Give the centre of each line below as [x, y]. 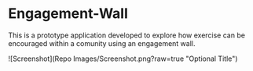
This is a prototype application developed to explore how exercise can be [127, 35]
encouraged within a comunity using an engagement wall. [102, 43]
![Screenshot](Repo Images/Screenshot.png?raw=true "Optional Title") [123, 59]
